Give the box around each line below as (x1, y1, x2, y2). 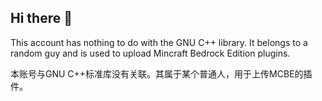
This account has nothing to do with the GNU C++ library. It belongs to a (10, 36, 308, 48)
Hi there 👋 (10, 10, 73, 27)
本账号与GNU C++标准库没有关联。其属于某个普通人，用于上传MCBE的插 (10, 67, 313, 80)
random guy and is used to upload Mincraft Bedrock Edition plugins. (10, 47, 291, 59)
